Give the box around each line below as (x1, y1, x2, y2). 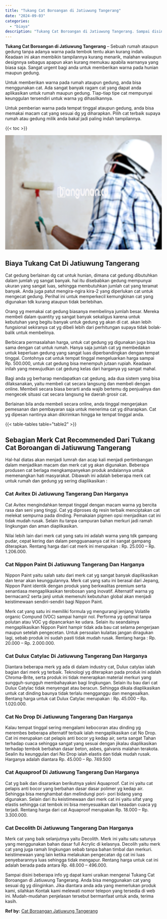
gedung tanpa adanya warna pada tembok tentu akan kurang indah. (5, 49, 144, 55)
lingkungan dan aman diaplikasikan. (5, 523, 79, 529)
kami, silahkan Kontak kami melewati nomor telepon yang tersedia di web (5, 888, 156, 894)
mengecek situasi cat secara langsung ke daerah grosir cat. (5, 391, 128, 397)
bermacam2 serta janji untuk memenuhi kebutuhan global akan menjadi (5, 593, 152, 599)
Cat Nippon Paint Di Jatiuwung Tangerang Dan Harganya (5, 561, 145, 568)
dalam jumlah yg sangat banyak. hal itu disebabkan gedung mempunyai (5, 278, 152, 284)
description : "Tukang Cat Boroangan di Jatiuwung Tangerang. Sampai (5, 29, 150, 34)
